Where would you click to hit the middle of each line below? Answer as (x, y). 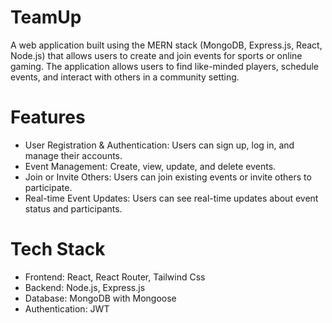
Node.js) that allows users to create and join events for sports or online (156, 55)
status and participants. (73, 208)
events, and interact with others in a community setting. (125, 77)
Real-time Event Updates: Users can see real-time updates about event (171, 198)
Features (48, 117)
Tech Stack (58, 249)
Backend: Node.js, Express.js (85, 287)
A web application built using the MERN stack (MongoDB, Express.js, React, (166, 45)
